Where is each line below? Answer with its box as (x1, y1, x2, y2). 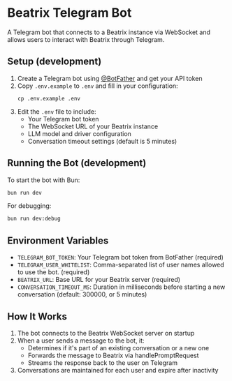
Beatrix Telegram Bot (7, 5, 132, 21)
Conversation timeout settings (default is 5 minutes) (27, 137, 177, 145)
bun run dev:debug (7, 215, 61, 223)
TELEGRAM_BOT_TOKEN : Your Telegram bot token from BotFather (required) (17, 253, 224, 262)
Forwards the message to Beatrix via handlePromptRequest (27, 351, 199, 359)
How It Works (7, 311, 68, 322)
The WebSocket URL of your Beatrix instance (27, 122, 159, 130)
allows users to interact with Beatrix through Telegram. (7, 35, 165, 43)
